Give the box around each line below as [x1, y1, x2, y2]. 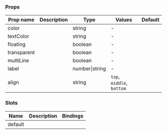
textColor [7, 33, 30, 40]
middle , [110, 80, 128, 87]
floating [7, 41, 26, 48]
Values [115, 16, 133, 23]
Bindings [62, 112, 83, 119]
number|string [73, 65, 106, 72]
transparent [7, 49, 35, 56]
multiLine [7, 57, 29, 64]
